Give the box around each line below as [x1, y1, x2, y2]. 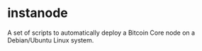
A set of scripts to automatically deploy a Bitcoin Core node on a [7, 28, 196, 37]
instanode [7, 5, 69, 21]
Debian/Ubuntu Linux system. [7, 35, 94, 44]
